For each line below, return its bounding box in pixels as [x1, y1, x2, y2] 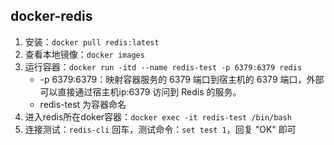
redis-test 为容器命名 [39, 98, 127, 110]
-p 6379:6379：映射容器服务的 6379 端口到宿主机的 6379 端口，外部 [39, 73, 325, 85]
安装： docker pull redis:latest [24, 35, 160, 48]
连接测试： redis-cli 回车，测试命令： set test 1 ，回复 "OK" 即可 [24, 123, 297, 135]
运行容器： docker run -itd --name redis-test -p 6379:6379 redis [24, 60, 303, 73]
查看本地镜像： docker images [24, 48, 145, 60]
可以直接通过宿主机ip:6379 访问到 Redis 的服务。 [39, 85, 242, 98]
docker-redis [10, 8, 93, 25]
